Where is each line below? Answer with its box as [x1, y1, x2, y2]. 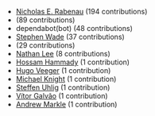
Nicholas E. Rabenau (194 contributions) [15, 7, 148, 16]
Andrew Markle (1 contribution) [15, 99, 118, 109]
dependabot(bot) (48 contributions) [15, 24, 133, 33]
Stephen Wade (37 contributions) [15, 32, 125, 41]
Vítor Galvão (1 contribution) [15, 91, 109, 100]
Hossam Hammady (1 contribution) [15, 57, 130, 67]
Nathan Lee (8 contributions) [15, 49, 111, 58]
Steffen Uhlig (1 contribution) [15, 83, 110, 92]
